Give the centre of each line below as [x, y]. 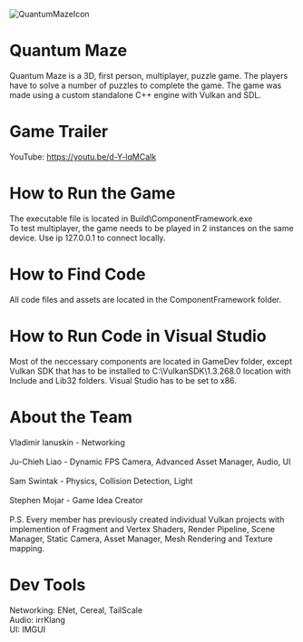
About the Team [71, 417]
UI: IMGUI [28, 629]
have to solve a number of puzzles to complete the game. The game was [146, 85]
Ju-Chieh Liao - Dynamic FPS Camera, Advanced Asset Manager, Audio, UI [150, 462]
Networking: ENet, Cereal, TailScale [76, 610]
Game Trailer [59, 132]
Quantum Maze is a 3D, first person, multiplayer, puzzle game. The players [149, 75]
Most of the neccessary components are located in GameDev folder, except [151, 361]
